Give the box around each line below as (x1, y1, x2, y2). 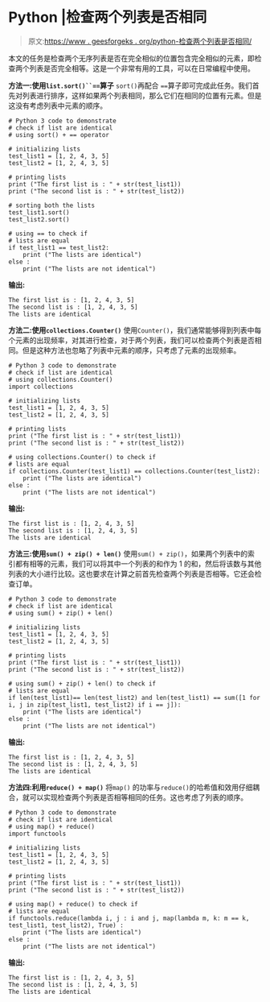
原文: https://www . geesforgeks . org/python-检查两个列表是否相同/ (27, 36, 252, 46)
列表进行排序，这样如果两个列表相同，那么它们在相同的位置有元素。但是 (22, 90, 262, 100)
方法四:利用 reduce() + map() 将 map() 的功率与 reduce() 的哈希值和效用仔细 (8, 782, 253, 792)
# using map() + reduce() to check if (8, 900, 138, 908)
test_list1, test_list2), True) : (8, 921, 125, 930)
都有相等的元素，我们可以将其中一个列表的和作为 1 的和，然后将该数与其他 (14, 558, 262, 569)
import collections (8, 383, 74, 391)
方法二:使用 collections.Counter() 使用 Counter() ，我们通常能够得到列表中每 (8, 325, 262, 335)
